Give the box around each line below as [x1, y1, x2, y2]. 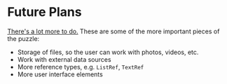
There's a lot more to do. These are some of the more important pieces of [7, 27, 220, 35]
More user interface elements [17, 70, 103, 78]
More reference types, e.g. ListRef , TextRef [17, 62, 144, 71]
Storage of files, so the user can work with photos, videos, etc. [17, 48, 199, 56]
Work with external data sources [17, 55, 111, 63]
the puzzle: [7, 34, 40, 42]
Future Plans [7, 4, 82, 20]
